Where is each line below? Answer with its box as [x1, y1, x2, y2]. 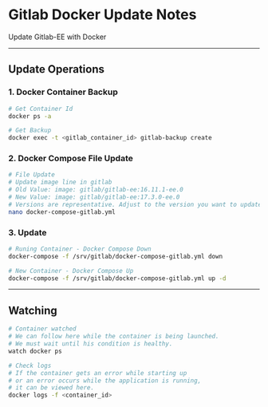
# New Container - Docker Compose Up [8, 267, 134, 275]
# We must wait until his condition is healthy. [8, 340, 173, 348]
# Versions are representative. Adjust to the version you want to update [8, 200, 262, 208]
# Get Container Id [8, 105, 73, 113]
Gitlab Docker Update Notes [8, 6, 197, 24]
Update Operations [8, 62, 105, 77]
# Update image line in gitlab [8, 178, 112, 187]
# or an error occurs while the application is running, [8, 377, 202, 385]
